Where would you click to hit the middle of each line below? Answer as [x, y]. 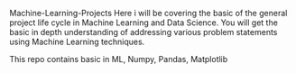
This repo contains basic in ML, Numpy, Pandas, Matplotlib [119, 59]
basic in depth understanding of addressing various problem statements [143, 32]
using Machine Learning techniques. [77, 41]
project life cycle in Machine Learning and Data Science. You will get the [143, 23]
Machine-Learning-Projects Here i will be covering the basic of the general [148, 13]
